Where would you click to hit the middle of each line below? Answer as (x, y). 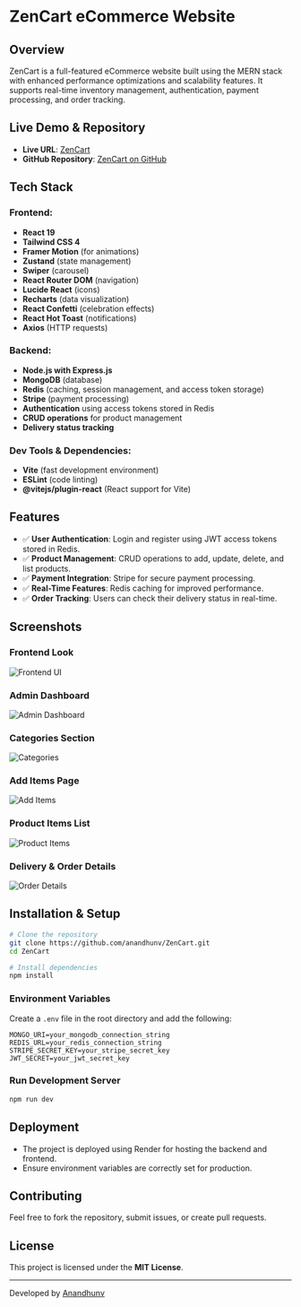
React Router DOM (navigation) (81, 280)
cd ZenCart (30, 951)
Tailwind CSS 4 (51, 242)
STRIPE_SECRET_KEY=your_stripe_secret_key (90, 1051)
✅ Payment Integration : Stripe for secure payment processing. (138, 578)
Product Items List (50, 824)
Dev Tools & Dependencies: (70, 450)
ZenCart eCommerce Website (122, 17)
